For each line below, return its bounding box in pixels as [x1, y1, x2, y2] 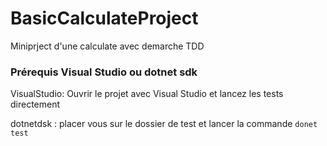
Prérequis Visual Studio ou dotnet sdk [10, 65, 198, 79]
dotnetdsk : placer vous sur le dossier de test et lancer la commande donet [10, 118, 318, 130]
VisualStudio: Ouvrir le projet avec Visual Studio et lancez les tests [10, 88, 284, 100]
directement [10, 98, 61, 111]
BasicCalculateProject [10, 7, 199, 30]
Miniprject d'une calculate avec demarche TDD [10, 40, 205, 52]
